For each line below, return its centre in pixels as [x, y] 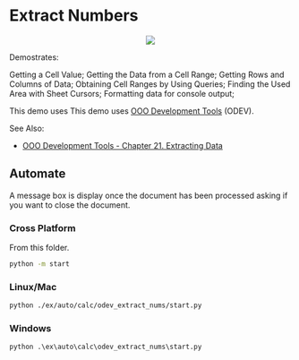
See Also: [27, 128]
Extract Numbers [74, 16]
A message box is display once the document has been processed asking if [149, 195]
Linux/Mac [33, 287]
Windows [30, 329]
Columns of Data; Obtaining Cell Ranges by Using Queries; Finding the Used [150, 84]
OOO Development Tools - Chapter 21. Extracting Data [123, 145]
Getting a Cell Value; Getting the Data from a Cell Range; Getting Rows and [147, 74]
